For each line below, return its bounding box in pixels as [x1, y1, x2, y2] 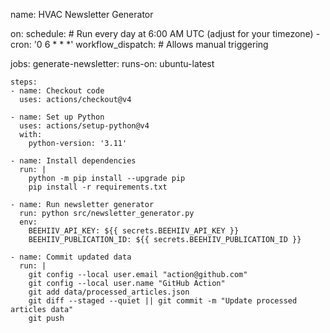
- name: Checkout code [10, 86, 105, 96]
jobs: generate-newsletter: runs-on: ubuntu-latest [10, 58, 215, 69]
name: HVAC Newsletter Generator [10, 9, 154, 20]
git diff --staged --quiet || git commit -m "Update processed [28, 296, 298, 306]
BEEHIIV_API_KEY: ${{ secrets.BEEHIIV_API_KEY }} [28, 226, 240, 236]
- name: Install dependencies [10, 156, 137, 166]
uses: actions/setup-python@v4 [19, 121, 150, 131]
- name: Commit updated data [10, 252, 132, 262]
